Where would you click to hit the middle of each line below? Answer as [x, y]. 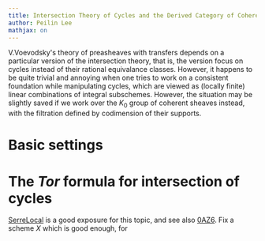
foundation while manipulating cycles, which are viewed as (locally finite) [127, 86]
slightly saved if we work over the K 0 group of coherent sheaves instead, [127, 104]
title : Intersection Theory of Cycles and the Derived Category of [121, 15]
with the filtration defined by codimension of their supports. [105, 113]
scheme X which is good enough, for [68, 228]
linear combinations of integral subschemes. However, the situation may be [131, 95]
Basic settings [56, 145]
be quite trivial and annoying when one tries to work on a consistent [118, 78]
